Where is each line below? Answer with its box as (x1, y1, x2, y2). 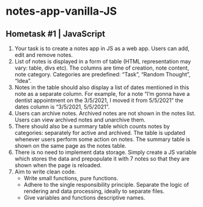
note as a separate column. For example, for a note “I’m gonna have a (14, 90, 190, 97)
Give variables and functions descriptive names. (23, 194, 146, 201)
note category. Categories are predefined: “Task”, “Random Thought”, (14, 71, 191, 78)
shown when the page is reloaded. (14, 162, 102, 169)
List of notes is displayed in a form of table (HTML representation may (14, 58, 191, 65)
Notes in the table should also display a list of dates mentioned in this (14, 84, 190, 91)
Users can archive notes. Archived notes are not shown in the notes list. (14, 110, 196, 117)
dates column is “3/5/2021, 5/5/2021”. (14, 103, 110, 111)
